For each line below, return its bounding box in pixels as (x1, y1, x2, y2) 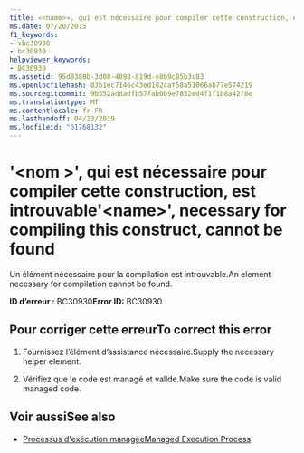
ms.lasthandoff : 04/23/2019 (9, 114, 116, 123)
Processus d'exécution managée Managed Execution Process (22, 433, 252, 444)
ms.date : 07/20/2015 (9, 22, 88, 31)
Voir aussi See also (9, 410, 116, 425)
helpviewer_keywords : (9, 55, 91, 64)
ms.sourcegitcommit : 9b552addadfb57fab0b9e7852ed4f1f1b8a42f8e (9, 89, 253, 98)
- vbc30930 (9, 38, 51, 48)
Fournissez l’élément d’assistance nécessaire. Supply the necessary (22, 346, 274, 357)
